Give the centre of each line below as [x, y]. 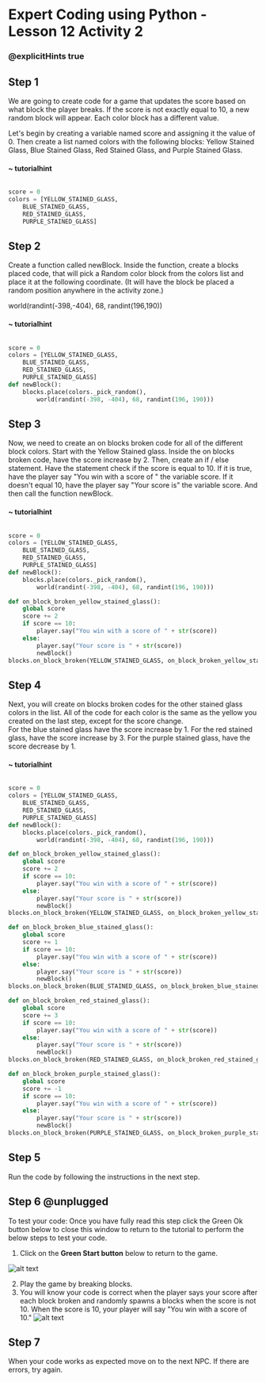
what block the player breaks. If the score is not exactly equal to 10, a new [129, 109]
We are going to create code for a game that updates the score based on [127, 101]
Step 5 [25, 1158]
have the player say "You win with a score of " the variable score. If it [121, 477]
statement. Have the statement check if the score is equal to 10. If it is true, [130, 469]
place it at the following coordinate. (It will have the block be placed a [122, 282]
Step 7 [25, 1342]
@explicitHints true [46, 56]
